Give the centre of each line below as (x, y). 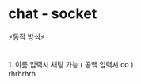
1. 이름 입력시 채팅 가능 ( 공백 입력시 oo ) (71, 64)
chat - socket (53, 14)
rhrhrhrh (22, 73)
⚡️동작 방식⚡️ (27, 36)
